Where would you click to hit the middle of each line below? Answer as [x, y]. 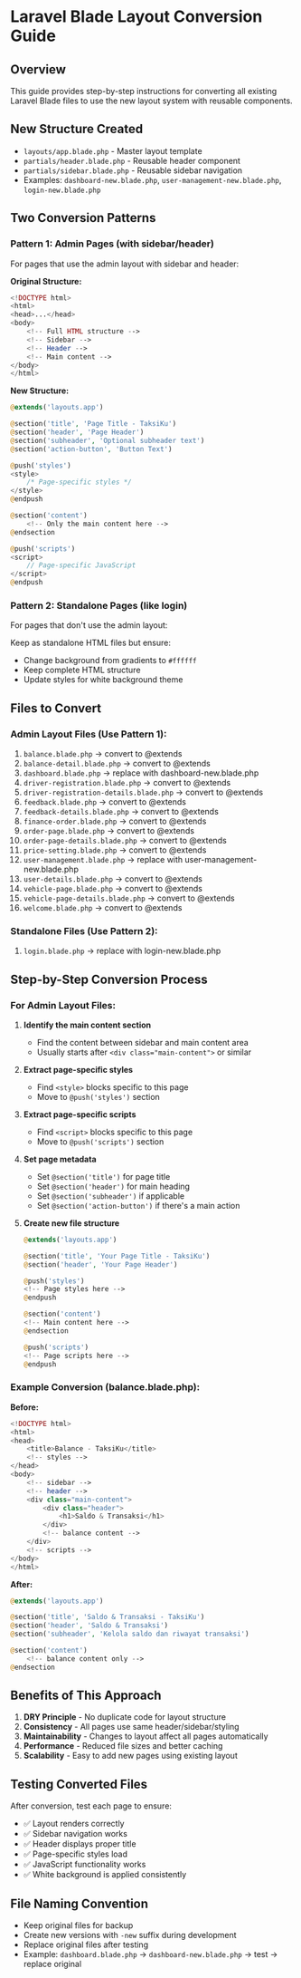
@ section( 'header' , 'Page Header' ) [77, 432]
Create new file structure [71, 1223]
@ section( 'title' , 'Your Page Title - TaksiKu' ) [117, 1256]
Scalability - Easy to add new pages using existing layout [130, 1756]
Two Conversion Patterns [83, 218]
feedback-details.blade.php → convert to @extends [121, 811]
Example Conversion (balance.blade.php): [105, 1387]
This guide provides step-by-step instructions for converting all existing [144, 91]
